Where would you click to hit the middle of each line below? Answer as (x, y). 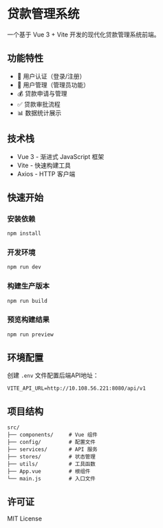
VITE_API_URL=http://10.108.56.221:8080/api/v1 (77, 389)
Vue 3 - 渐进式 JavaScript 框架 (61, 156)
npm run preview (30, 335)
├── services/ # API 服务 (52, 450)
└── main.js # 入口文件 (52, 479)
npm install (24, 234)
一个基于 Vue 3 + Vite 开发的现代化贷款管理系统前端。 (84, 34)
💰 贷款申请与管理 (42, 93)
